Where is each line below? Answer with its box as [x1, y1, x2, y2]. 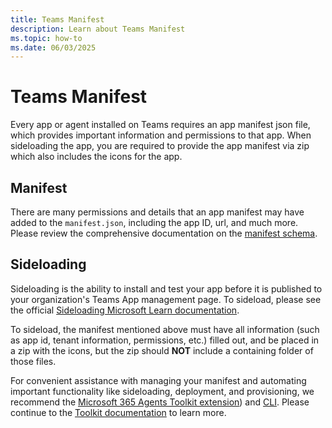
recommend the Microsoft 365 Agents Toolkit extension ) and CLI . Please [10, 396, 310, 408]
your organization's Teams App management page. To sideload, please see [10, 293, 322, 305]
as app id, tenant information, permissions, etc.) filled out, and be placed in [10, 334, 320, 346]
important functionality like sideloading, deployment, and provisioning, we [10, 385, 315, 397]
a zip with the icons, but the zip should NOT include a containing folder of [10, 344, 314, 356]
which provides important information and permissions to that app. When [10, 129, 312, 141]
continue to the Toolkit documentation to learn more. [10, 406, 227, 418]
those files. [10, 355, 57, 367]
